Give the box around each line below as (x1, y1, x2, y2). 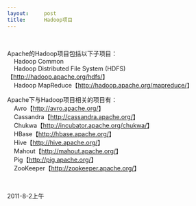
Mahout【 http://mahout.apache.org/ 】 (13, 146, 122, 155)
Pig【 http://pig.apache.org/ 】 (13, 155, 97, 164)
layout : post (7, 10, 57, 17)
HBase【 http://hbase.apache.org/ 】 (13, 129, 115, 138)
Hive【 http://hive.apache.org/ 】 (13, 138, 104, 146)
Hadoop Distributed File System (13, 64, 104, 73)
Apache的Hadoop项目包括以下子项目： (7, 49, 118, 57)
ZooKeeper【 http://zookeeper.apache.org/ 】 (13, 164, 140, 172)
